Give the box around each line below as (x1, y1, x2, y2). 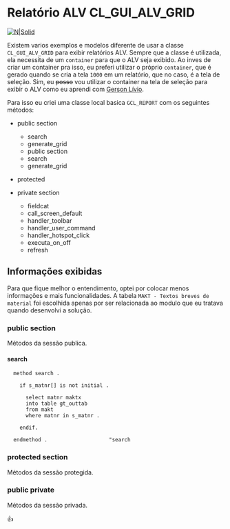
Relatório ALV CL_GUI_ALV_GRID (7, 5, 195, 21)
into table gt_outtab (25, 400, 88, 408)
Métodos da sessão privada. (7, 501, 88, 509)
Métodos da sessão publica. (7, 339, 87, 348)
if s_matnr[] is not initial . (19, 382, 109, 389)
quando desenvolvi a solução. (7, 306, 92, 315)
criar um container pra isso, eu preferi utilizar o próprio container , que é (7, 63, 211, 71)
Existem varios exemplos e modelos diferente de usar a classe (7, 41, 185, 49)
